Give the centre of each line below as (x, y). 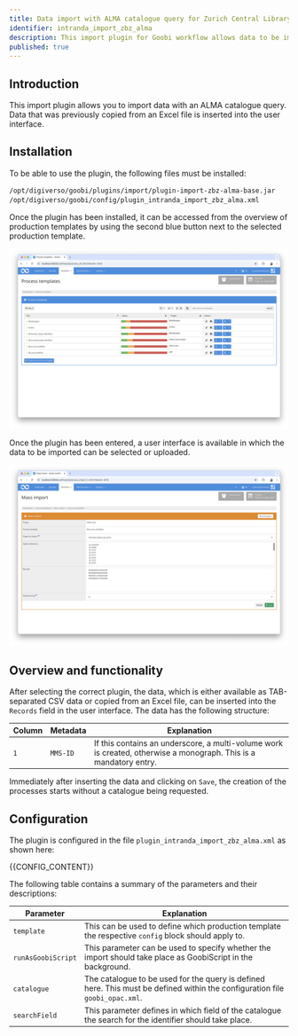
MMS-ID (62, 753)
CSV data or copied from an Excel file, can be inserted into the (162, 702)
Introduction (44, 84)
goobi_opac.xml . (113, 998)
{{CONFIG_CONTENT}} (52, 867)
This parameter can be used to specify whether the (177, 948)
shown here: (32, 850)
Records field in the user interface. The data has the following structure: (140, 710)
